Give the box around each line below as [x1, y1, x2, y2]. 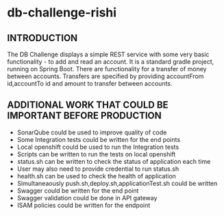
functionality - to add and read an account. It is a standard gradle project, [7, 58, 214, 66]
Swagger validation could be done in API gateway [16, 193, 158, 202]
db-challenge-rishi [7, 5, 117, 21]
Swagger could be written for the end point [16, 187, 139, 195]
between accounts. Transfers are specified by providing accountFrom [7, 72, 204, 80]
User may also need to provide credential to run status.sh [16, 165, 179, 173]
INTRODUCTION [7, 32, 78, 44]
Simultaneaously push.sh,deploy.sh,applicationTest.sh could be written [16, 179, 218, 187]
